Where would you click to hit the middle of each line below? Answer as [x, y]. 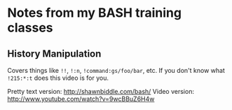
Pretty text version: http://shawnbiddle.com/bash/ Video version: [101, 91]
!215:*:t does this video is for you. [58, 78]
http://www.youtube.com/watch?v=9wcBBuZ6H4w [81, 99]
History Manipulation [54, 54]
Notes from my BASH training [95, 13]
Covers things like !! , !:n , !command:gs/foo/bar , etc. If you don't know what [116, 70]
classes [30, 28]
